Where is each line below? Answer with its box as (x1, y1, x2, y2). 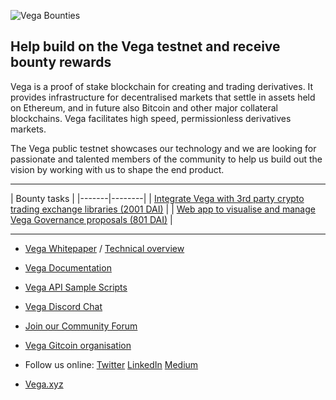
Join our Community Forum (24, 320, 138, 332)
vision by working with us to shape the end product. (10, 163, 225, 175)
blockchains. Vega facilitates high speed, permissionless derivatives (10, 112, 292, 124)
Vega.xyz (24, 378, 64, 390)
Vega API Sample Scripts (24, 281, 128, 293)
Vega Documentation (24, 261, 112, 274)
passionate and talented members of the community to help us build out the (10, 153, 323, 165)
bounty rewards (10, 54, 112, 71)
